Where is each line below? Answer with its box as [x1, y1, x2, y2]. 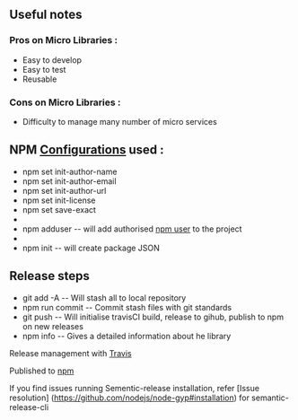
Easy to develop [22, 54, 83, 66]
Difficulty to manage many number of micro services [22, 116, 217, 127]
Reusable [22, 74, 57, 84]
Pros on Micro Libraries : [9, 34, 118, 47]
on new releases [22, 320, 83, 331]
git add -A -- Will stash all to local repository [22, 292, 187, 303]
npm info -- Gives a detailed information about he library [22, 330, 232, 341]
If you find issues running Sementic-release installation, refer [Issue [9, 382, 260, 393]
